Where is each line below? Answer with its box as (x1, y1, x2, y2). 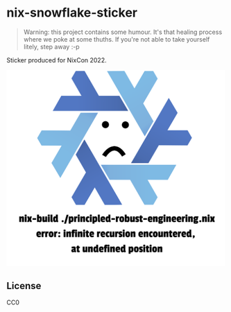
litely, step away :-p (23, 42, 80, 51)
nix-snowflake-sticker (6, 5, 138, 21)
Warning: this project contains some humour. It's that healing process (23, 28, 223, 36)
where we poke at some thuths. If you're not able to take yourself (23, 35, 210, 43)
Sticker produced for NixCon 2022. (6, 55, 107, 64)
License (6, 279, 42, 292)
